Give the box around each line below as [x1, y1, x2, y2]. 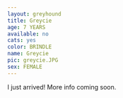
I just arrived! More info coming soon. [7, 82, 117, 91]
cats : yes [7, 37, 37, 44]
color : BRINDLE [7, 43, 52, 50]
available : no [7, 30, 49, 38]
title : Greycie [7, 17, 52, 24]
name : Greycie [7, 50, 49, 58]
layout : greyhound [7, 10, 61, 18]
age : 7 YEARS [7, 23, 46, 31]
